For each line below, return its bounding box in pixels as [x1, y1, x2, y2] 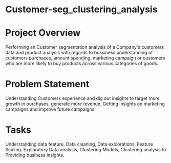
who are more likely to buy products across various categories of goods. [5, 60, 159, 67]
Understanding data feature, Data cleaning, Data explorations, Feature [5, 141, 154, 147]
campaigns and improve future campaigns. [5, 106, 96, 112]
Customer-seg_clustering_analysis [5, 4, 158, 15]
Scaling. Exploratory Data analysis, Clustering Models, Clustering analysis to [5, 147, 166, 152]
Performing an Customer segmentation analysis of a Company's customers [5, 44, 164, 50]
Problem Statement [5, 78, 90, 90]
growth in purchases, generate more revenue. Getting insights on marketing [5, 101, 165, 107]
